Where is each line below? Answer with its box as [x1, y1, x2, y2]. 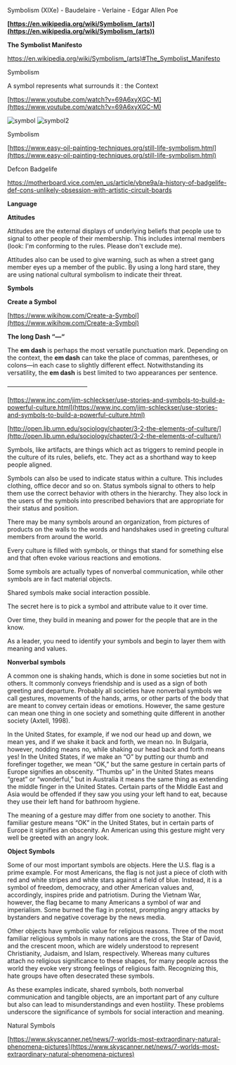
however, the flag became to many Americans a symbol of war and [7, 898, 202, 907]
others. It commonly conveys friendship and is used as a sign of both [7, 679, 207, 687]
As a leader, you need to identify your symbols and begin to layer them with [7, 637, 226, 645]
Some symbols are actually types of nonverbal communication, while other [7, 567, 224, 576]
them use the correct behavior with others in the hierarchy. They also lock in [7, 489, 228, 497]
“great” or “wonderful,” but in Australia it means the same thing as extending [7, 775, 228, 783]
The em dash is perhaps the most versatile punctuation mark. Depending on [7, 346, 228, 354]
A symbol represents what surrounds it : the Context [7, 82, 159, 90]
